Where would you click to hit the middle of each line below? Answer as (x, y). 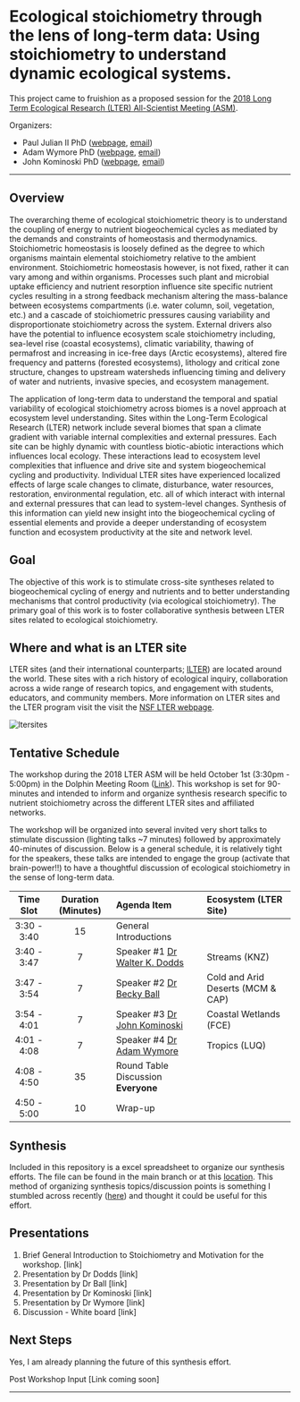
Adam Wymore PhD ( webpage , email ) (92, 152)
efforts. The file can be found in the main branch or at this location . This (142, 1176)
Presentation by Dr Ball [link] (75, 1283)
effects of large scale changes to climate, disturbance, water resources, (142, 484)
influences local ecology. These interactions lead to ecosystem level (135, 456)
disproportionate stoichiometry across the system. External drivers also (141, 324)
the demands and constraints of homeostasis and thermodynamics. (133, 238)
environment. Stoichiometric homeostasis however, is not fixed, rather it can (149, 267)
